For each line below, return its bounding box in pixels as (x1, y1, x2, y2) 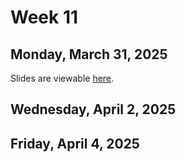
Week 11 (10, 6, 79, 29)
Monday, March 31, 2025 (10, 46, 168, 63)
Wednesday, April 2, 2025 (10, 101, 177, 118)
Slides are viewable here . (10, 72, 115, 84)
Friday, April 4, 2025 (10, 135, 140, 152)
